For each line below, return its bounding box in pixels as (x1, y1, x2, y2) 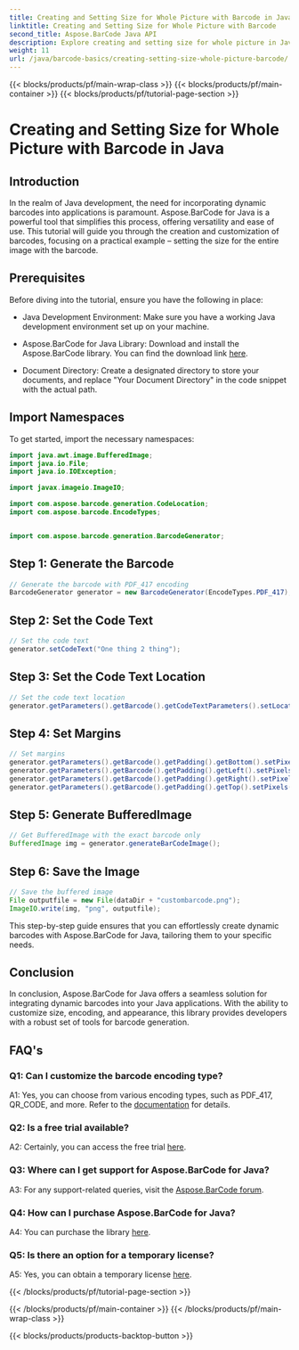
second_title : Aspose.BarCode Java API (9, 29, 158, 38)
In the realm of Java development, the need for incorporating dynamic (9, 198, 267, 208)
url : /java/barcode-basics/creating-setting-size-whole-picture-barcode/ (9, 54, 289, 63)
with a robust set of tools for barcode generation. (9, 1017, 190, 1027)
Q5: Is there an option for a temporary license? (9, 1248, 215, 1261)
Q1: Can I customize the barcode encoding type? (9, 1069, 223, 1082)
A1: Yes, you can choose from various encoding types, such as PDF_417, (9, 1090, 273, 1100)
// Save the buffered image (9, 888, 114, 896)
